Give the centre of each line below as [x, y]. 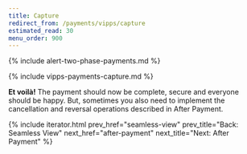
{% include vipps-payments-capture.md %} [81, 76]
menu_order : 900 [35, 38]
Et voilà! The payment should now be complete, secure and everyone [124, 92]
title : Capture [34, 16]
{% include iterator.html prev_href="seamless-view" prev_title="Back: [123, 124]
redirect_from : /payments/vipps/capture [77, 23]
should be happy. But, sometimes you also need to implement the [117, 100]
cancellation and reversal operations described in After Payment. [116, 109]
